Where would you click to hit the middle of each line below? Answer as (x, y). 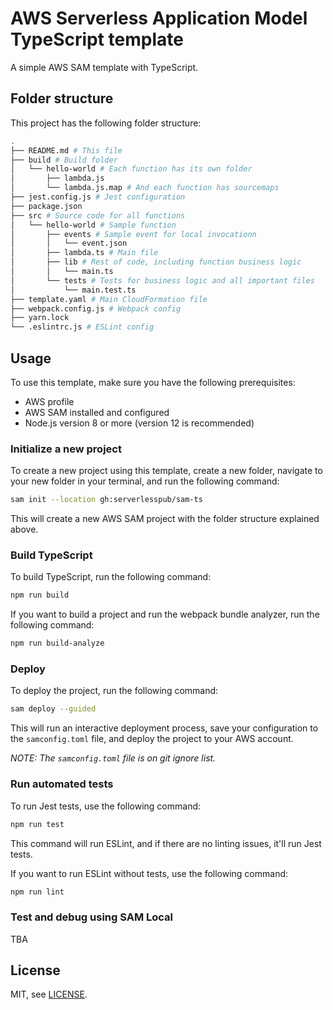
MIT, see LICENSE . (49, 994)
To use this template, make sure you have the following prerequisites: (153, 382)
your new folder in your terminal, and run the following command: (145, 481)
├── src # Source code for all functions (98, 215)
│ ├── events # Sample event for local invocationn (133, 234)
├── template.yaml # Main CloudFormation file (109, 299)
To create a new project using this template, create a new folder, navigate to (166, 471)
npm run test (37, 824)
